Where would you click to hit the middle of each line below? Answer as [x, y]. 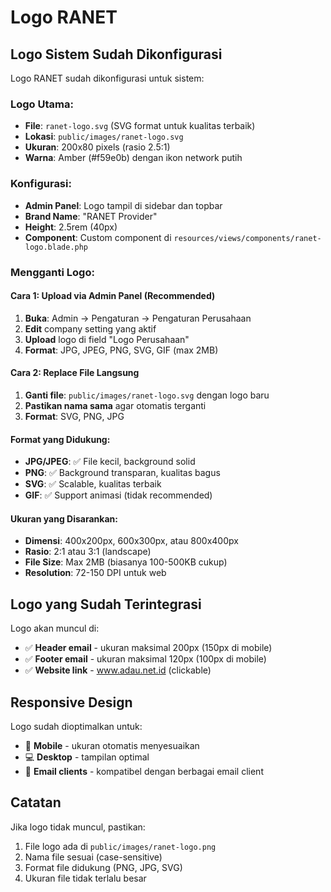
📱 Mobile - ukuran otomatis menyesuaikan [112, 745]
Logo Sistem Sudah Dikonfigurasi [116, 54]
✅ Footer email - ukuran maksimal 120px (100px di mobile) [145, 659]
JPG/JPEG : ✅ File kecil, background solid [110, 462]
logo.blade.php [56, 247]
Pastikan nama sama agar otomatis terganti [115, 405]
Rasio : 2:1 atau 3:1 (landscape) [88, 552]
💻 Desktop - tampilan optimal [87, 757]
